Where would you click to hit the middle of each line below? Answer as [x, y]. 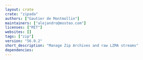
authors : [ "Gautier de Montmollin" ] [42, 18]
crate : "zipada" [21, 14]
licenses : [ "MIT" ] [24, 28]
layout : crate [20, 9]
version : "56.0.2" [24, 41]
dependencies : [20, 50]
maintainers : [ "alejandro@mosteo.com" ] [46, 23]
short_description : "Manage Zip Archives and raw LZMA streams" [72, 45]
